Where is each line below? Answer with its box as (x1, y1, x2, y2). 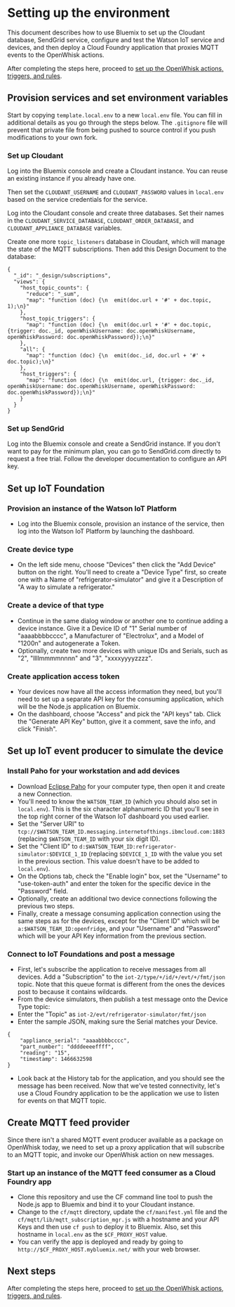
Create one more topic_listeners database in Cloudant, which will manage (7, 238, 225, 246)
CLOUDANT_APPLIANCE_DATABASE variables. (7, 224, 123, 233)
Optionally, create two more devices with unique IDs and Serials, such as (17, 646, 228, 655)
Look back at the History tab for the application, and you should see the (17, 1074, 225, 1082)
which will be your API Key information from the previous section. (17, 932, 207, 940)
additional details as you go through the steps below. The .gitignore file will (7, 118, 228, 127)
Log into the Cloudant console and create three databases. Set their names (7, 209, 224, 217)
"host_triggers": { (20, 371, 77, 378)
